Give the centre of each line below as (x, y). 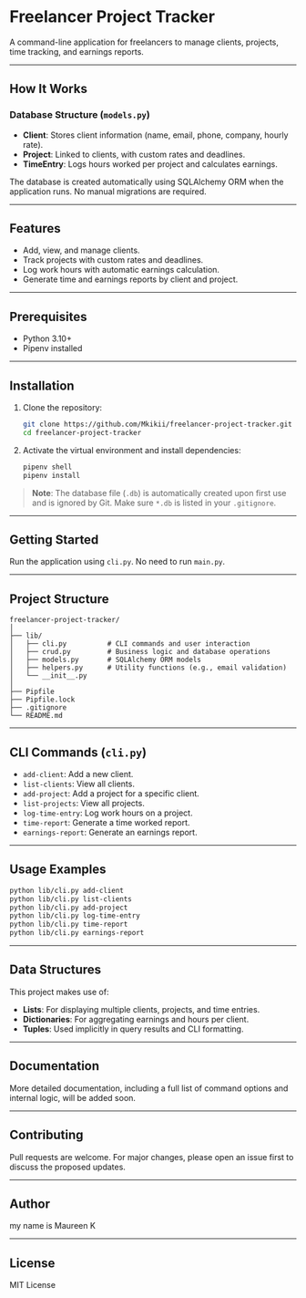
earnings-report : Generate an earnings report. (110, 832)
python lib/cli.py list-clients (71, 899)
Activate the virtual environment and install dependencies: (132, 450)
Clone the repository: (62, 408)
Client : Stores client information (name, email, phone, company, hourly (155, 135)
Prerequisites (48, 317)
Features (35, 228)
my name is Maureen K (52, 1226)
